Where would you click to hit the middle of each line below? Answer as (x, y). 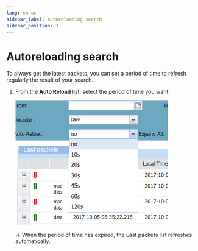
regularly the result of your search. (50, 80)
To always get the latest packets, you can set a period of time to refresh (97, 74)
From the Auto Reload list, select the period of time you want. (93, 92)
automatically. (33, 241)
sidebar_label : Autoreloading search (54, 19)
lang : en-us (21, 13)
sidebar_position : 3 (33, 26)
